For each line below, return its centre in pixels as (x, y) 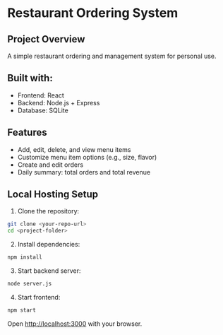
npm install (25, 257)
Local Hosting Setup (53, 195)
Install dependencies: (49, 245)
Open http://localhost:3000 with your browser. (75, 324)
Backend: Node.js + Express (59, 102)
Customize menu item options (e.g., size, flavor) (87, 157)
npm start (22, 310)
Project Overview (46, 39)
